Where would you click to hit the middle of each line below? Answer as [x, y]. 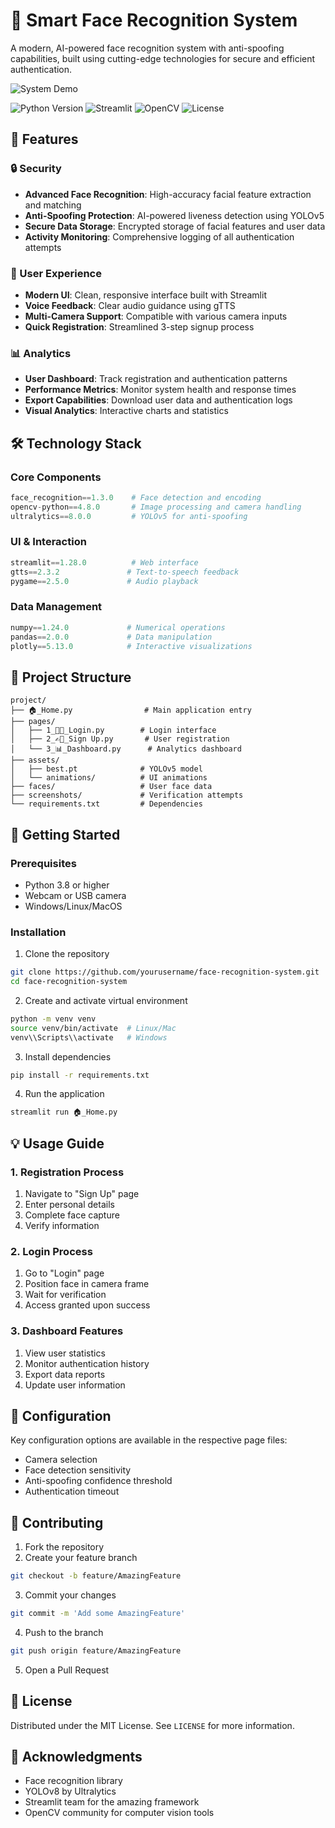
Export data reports [65, 1374]
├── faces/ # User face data [111, 787]
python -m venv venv [53, 1019]
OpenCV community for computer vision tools [119, 1813]
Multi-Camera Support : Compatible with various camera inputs [156, 316]
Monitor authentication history [87, 1363]
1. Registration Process [67, 1172]
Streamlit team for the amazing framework [112, 1802]
